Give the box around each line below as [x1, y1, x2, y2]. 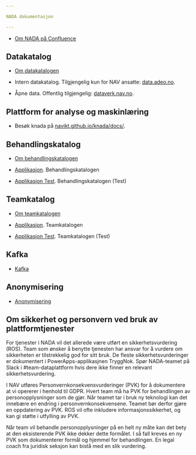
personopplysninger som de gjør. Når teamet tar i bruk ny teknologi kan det [6, 394, 188, 401]
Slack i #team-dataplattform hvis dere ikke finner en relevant [6, 364, 152, 371]
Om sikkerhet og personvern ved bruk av [6, 314, 158, 325]
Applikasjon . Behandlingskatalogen [14, 166, 99, 173]
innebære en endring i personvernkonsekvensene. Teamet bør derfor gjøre [6, 400, 187, 407]
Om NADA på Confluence [14, 35, 76, 42]
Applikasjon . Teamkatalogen [14, 221, 83, 228]
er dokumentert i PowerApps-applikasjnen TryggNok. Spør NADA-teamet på [6, 358, 190, 365]
